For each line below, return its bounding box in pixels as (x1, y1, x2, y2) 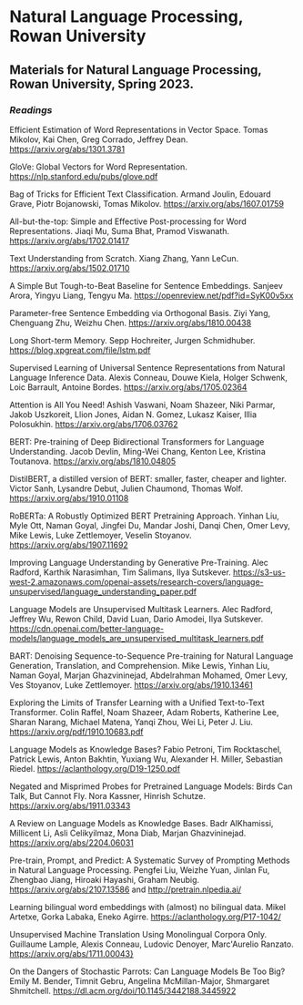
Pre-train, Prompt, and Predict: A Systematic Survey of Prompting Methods (9, 855, 291, 866)
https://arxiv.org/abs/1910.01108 (9, 492, 129, 503)
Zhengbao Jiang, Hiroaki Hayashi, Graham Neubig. (9, 874, 200, 885)
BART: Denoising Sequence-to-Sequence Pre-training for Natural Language (9, 650, 294, 661)
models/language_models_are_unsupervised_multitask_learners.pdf (9, 632, 264, 643)
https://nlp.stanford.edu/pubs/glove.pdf (9, 170, 158, 181)
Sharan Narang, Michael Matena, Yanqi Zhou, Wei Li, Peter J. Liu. (9, 716, 253, 727)
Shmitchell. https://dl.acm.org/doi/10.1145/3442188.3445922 (9, 985, 237, 996)
